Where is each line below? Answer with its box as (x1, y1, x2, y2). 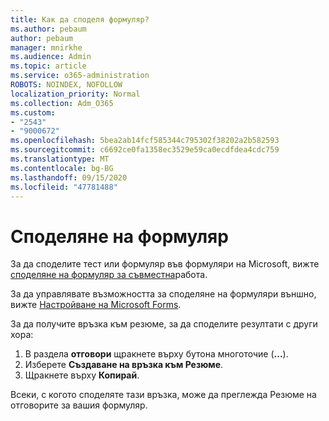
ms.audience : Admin (10, 52, 92, 62)
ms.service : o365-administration (10, 71, 150, 81)
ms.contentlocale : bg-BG (10, 163, 114, 173)
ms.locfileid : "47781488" (10, 182, 118, 192)
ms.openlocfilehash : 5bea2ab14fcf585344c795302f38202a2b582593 (10, 136, 280, 146)
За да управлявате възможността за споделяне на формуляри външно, (10, 288, 317, 300)
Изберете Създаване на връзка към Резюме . (24, 359, 224, 371)
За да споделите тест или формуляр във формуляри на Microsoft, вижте (10, 258, 320, 270)
